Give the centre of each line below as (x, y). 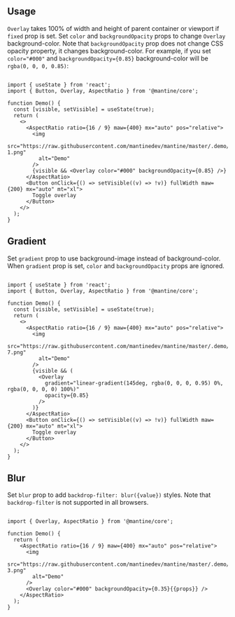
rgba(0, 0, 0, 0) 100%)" (43, 389)
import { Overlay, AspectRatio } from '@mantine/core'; (90, 522)
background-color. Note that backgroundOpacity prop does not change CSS (115, 43)
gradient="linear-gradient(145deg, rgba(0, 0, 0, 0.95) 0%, (134, 383)
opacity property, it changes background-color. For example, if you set (109, 51)
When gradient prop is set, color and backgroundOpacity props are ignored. (116, 265)
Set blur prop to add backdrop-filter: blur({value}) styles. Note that (109, 495)
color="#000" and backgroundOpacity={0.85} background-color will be (108, 58)
